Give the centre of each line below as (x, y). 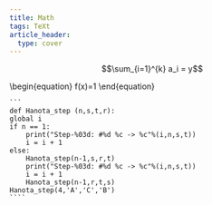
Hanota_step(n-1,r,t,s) (71, 182)
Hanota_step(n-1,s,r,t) (71, 159)
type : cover (40, 43)
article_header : (40, 34)
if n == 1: (30, 127)
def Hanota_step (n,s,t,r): (63, 111)
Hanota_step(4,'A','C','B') (63, 190)
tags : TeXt (30, 26)
